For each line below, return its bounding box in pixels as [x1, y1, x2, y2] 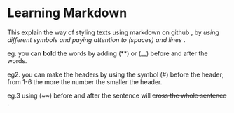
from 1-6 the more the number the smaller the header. [7, 77, 163, 86]
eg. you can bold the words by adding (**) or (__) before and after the [7, 49, 208, 58]
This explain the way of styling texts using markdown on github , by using [7, 28, 219, 36]
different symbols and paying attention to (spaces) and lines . [7, 35, 186, 44]
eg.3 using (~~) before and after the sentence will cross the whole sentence [7, 91, 227, 100]
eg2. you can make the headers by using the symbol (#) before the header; [7, 70, 224, 79]
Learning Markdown [7, 5, 128, 21]
